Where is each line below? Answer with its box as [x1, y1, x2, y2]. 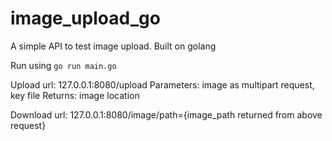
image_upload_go [10, 7, 161, 30]
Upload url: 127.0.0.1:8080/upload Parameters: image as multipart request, [10, 78, 315, 91]
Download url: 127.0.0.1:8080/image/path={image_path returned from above [10, 108, 323, 121]
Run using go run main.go [10, 59, 117, 71]
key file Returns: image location [10, 89, 140, 101]
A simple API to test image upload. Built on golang [10, 40, 217, 52]
